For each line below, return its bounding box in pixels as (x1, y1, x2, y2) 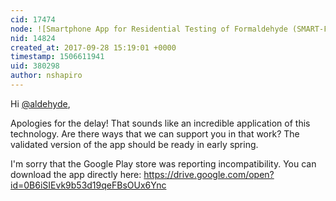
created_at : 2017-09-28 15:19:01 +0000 (10, 42, 177, 53)
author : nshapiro (10, 71, 83, 81)
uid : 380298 (10, 61, 60, 71)
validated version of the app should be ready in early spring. (10, 138, 259, 150)
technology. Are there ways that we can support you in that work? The (10, 127, 300, 140)
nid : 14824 (10, 33, 56, 43)
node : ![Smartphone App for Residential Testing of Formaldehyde (10, 24, 288, 34)
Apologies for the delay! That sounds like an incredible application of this (10, 117, 311, 129)
